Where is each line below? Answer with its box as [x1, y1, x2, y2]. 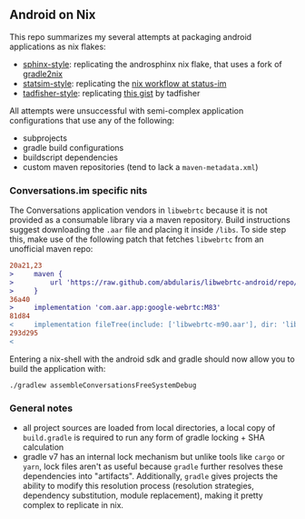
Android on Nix [9, 7, 96, 23]
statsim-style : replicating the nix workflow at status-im [22, 77, 227, 89]
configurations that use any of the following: [9, 115, 175, 125]
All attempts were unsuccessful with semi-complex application [9, 105, 244, 116]
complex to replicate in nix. [22, 500, 124, 511]
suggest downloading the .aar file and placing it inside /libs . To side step [9, 225, 287, 235]
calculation [22, 442, 64, 453]
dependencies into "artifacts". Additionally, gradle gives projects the [22, 471, 279, 482]
